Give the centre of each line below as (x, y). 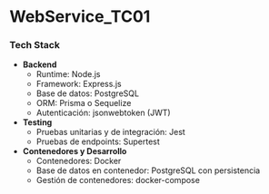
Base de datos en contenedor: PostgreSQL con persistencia (148, 170)
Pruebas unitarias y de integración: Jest (111, 132)
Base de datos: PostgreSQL (87, 93)
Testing (37, 122)
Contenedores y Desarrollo (75, 151)
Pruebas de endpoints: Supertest (98, 141)
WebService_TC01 (80, 17)
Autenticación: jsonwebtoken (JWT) (103, 113)
